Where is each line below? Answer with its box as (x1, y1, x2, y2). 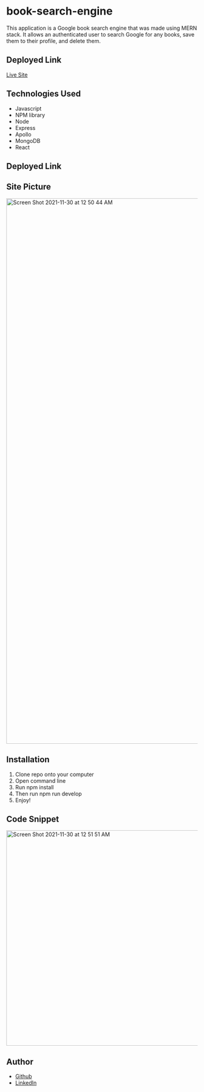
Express (15, 124, 36, 131)
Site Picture (6, 182, 52, 192)
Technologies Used (6, 89, 81, 99)
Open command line (15, 777, 66, 785)
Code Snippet (6, 814, 59, 824)
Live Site (6, 71, 28, 78)
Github (15, 1073, 32, 1080)
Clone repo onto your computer (15, 771, 94, 778)
